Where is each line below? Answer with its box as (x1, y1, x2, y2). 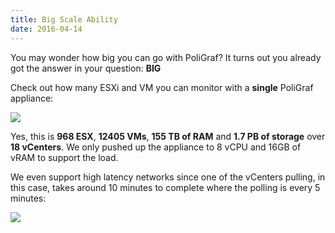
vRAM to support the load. (10, 151, 119, 163)
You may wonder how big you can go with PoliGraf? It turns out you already (10, 51, 322, 63)
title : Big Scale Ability (10, 14, 118, 25)
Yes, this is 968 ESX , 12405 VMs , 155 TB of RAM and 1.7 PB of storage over (10, 130, 326, 142)
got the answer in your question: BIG (10, 62, 162, 74)
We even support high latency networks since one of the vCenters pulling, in (10, 171, 326, 183)
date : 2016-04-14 (10, 24, 83, 34)
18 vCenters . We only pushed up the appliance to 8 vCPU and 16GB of (10, 141, 302, 153)
